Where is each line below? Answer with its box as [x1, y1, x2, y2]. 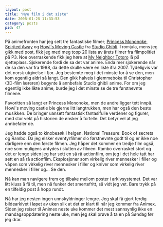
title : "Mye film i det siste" [5, 12, 69, 17]
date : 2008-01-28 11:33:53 [5, 16, 60, 21]
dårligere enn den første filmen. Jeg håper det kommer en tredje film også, [5, 141, 155, 146]
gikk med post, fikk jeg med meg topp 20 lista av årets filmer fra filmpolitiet [5, 49, 156, 55]
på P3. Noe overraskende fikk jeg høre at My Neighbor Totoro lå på [5, 54, 140, 60]
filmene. [5, 91, 21, 97]
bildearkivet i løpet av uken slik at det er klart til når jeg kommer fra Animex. [5, 201, 157, 207]
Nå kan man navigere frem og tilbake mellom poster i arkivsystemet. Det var [5, 176, 157, 182]
